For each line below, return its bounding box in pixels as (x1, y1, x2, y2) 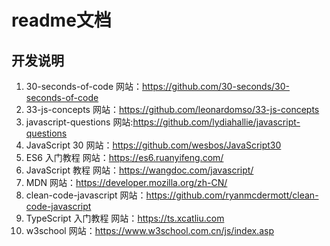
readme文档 (11, 9, 112, 32)
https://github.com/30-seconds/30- (142, 81, 291, 92)
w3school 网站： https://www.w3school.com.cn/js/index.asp (25, 225, 274, 236)
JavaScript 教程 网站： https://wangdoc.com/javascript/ (25, 164, 254, 176)
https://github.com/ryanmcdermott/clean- (145, 189, 319, 201)
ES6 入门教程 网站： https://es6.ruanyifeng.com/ (25, 152, 224, 163)
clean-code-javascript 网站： (25, 189, 147, 201)
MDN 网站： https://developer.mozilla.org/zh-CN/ (25, 177, 228, 188)
